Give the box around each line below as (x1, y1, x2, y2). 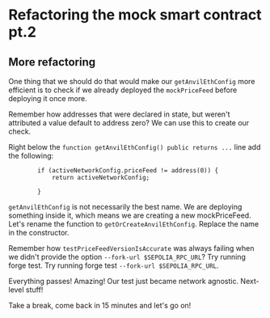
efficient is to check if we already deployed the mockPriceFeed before (8, 85, 238, 95)
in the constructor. (8, 228, 70, 237)
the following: (8, 151, 54, 160)
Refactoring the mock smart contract (8, 6, 262, 24)
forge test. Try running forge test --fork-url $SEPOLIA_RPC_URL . (8, 261, 219, 270)
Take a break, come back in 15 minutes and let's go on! (8, 301, 192, 310)
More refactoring (8, 55, 96, 69)
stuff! (25, 285, 44, 295)
